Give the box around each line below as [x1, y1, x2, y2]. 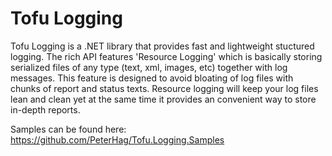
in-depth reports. [10, 103, 81, 116]
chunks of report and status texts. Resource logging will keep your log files [10, 82, 319, 94]
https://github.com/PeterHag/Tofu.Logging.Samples [10, 133, 225, 146]
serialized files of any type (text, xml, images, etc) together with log [10, 61, 288, 73]
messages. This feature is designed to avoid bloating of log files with [10, 72, 294, 84]
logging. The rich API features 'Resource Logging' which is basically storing [10, 50, 323, 62]
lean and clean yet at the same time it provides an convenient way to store [10, 93, 317, 105]
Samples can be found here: [10, 123, 127, 135]
